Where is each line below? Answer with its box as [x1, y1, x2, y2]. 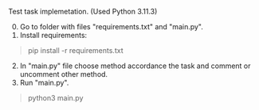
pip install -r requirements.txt [27, 46, 124, 55]
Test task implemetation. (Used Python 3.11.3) [8, 7, 158, 16]
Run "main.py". [19, 78, 69, 87]
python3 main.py [27, 93, 84, 102]
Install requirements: [19, 31, 88, 40]
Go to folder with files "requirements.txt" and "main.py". [19, 22, 203, 31]
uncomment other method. [19, 70, 108, 78]
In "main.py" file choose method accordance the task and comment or [19, 61, 251, 70]
